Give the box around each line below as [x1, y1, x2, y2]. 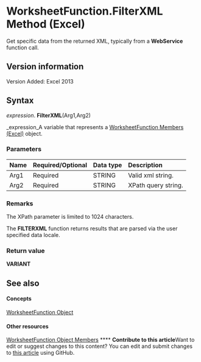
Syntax [6, 96, 34, 106]
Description [127, 160, 163, 169]
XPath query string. [127, 181, 184, 190]
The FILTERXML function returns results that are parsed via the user [6, 225, 178, 232]
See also [6, 278, 40, 288]
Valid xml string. [127, 171, 174, 179]
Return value [6, 247, 45, 255]
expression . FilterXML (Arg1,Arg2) [6, 112, 91, 119]
